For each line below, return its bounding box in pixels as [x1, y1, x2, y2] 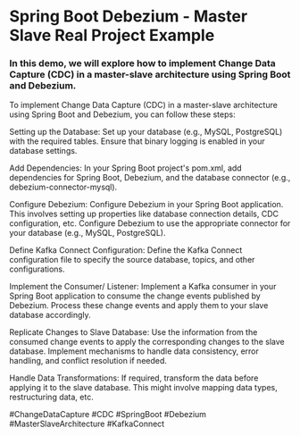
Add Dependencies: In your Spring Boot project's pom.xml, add [9, 163, 243, 173]
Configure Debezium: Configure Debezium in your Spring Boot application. [9, 199, 284, 210]
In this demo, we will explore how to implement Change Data [9, 57, 277, 70]
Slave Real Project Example [9, 25, 215, 46]
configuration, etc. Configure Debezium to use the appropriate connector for [9, 218, 291, 229]
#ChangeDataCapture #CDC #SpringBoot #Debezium [9, 409, 207, 420]
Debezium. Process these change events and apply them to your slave [9, 300, 269, 311]
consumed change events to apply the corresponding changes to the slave [9, 337, 285, 348]
